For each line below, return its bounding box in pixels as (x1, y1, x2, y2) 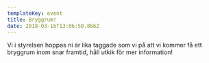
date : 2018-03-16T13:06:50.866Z (7, 22, 99, 29)
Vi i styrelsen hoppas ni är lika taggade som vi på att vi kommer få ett (7, 41, 202, 49)
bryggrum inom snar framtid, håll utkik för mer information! (7, 48, 173, 56)
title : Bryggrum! (7, 16, 57, 23)
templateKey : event (7, 9, 63, 17)
